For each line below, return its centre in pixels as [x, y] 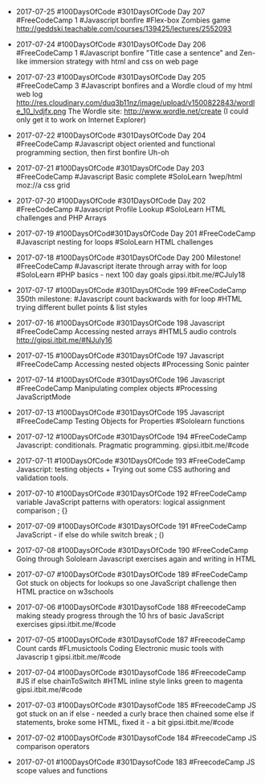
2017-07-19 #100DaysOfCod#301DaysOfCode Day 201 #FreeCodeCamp [135, 233]
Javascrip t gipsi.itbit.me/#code [68, 657]
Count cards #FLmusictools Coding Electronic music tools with [120, 648]
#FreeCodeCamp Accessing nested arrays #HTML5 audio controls [126, 332]
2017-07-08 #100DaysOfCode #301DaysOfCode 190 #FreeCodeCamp [132, 550]
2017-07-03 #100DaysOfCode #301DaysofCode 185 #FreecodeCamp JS [136, 705]
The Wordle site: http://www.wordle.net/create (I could [158, 111]
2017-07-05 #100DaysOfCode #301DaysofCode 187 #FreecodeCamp [130, 640]
